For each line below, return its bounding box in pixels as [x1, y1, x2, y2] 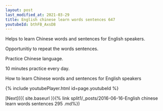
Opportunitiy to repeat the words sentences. [5, 46, 99, 52]
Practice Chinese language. [5, 56, 63, 62]
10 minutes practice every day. [5, 65, 70, 72]
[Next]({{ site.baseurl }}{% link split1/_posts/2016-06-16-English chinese [5, 95, 158, 101]
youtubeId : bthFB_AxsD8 [5, 21, 56, 27]
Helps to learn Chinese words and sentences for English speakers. [5, 36, 146, 42]
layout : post [5, 7, 33, 13]
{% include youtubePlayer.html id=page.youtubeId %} [5, 85, 119, 92]
